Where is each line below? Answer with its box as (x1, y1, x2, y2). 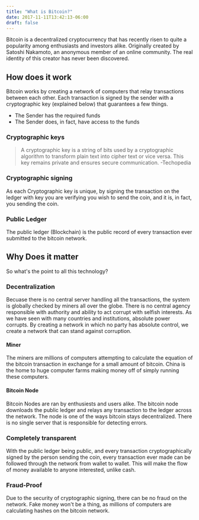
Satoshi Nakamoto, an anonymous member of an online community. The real (6, 49, 193, 56)
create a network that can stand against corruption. (6, 328, 132, 335)
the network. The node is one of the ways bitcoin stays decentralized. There (6, 413, 192, 420)
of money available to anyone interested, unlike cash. (6, 466, 136, 473)
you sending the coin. (6, 200, 59, 207)
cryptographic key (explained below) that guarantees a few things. (6, 100, 168, 107)
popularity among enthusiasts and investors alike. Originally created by (6, 42, 179, 49)
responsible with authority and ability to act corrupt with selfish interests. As (6, 309, 192, 316)
